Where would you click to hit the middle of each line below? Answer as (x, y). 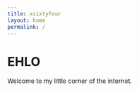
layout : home (26, 20)
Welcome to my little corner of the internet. (70, 81)
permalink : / (26, 27)
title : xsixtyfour (34, 14)
